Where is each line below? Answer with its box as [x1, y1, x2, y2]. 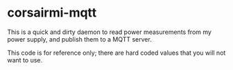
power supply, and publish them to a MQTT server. [7, 35, 153, 43]
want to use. [7, 55, 43, 64]
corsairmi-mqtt [7, 5, 97, 21]
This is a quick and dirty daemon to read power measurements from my [7, 28, 212, 36]
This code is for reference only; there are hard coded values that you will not [7, 49, 226, 57]
